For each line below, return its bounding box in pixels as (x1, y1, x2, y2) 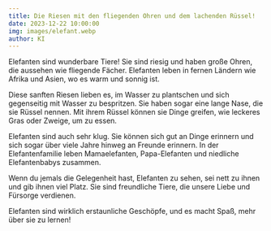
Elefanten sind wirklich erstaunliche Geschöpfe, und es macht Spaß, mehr (8, 207, 256, 216)
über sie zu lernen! (8, 215, 71, 224)
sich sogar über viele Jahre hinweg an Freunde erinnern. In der (8, 140, 219, 150)
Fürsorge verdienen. (8, 190, 76, 200)
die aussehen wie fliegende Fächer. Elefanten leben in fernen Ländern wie (8, 66, 256, 76)
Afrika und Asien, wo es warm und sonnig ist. (8, 74, 160, 84)
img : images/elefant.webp (8, 27, 96, 35)
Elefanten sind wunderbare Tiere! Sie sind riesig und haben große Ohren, (8, 57, 253, 67)
